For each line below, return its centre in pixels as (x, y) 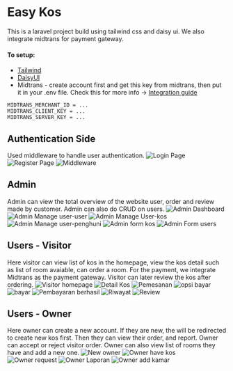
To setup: (21, 55)
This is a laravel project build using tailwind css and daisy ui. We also (106, 31)
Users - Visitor (39, 245)
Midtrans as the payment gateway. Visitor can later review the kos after (109, 277)
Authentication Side (51, 139)
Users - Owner (39, 314)
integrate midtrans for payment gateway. (65, 38)
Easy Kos (34, 12)
